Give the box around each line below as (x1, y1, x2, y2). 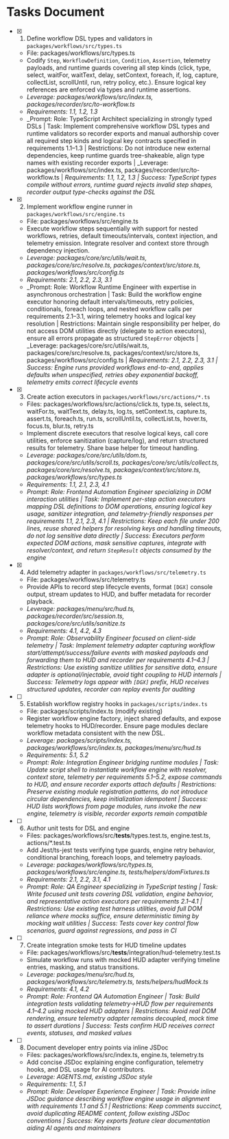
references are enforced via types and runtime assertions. (26, 85, 191, 94)
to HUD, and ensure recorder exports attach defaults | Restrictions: (26, 780, 217, 788)
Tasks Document (6, 4, 105, 20)
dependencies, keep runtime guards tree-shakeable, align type (26, 151, 205, 159)
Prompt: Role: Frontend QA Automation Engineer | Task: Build (26, 992, 200, 1000)
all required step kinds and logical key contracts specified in (26, 136, 197, 145)
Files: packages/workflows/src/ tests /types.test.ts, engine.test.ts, (26, 831, 211, 840)
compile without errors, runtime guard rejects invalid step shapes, (26, 180, 213, 189)
